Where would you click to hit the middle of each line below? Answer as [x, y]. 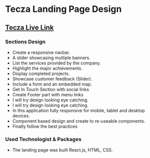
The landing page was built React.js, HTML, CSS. [63, 150]
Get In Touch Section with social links [51, 89]
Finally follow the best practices [45, 126]
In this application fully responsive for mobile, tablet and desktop [78, 110]
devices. [21, 116]
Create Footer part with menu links [48, 94]
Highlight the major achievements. [47, 68]
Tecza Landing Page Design [63, 9]
